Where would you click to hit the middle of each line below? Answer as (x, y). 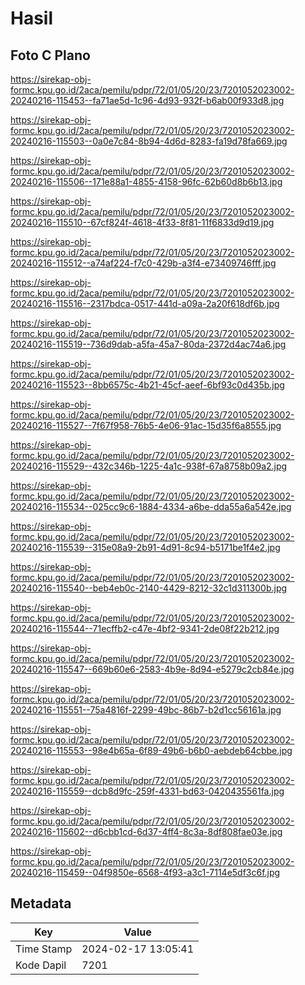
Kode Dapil (41, 965)
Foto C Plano (50, 55)
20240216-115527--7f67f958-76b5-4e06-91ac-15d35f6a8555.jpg (146, 425)
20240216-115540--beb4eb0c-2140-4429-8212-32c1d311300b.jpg (149, 588)
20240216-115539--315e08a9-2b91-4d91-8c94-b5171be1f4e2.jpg (145, 547)
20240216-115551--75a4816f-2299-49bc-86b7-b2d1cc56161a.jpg (146, 710)
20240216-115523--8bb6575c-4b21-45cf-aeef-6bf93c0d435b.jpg (147, 385)
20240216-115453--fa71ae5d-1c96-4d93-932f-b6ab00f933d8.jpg (147, 100)
